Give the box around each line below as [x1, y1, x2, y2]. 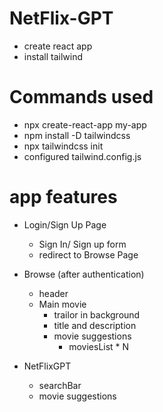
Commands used [9, 86, 154, 109]
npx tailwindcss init [23, 140, 104, 152]
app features [9, 186, 118, 209]
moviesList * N [68, 340, 130, 352]
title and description [53, 319, 137, 331]
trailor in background [53, 308, 141, 321]
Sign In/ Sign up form [38, 238, 127, 250]
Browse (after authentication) [23, 268, 145, 280]
